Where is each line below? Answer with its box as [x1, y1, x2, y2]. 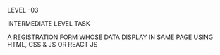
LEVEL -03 [7, 6, 39, 14]
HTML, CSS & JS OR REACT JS [7, 40, 98, 48]
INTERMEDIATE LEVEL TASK [7, 19, 90, 27]
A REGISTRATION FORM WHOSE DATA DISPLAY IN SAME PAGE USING [7, 33, 214, 41]
